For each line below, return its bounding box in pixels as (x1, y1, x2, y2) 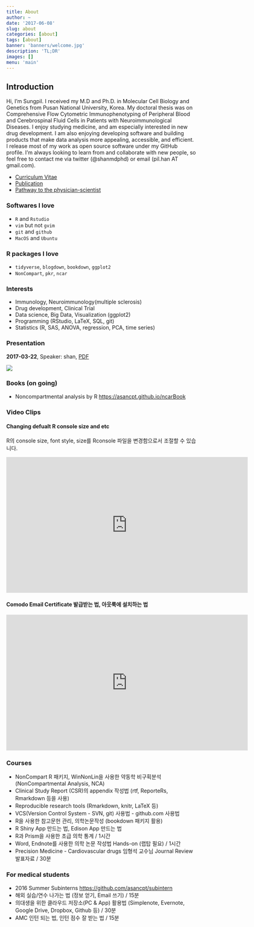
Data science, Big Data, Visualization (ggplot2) (14, 311, 131, 319)
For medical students (6, 870, 70, 879)
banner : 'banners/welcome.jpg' (6, 43, 85, 49)
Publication (14, 180, 43, 187)
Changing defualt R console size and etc (6, 423, 110, 430)
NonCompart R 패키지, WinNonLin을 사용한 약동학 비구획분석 (14, 773, 162, 780)
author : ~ (6, 14, 31, 21)
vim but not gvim (14, 221, 56, 229)
